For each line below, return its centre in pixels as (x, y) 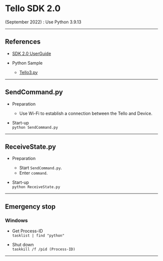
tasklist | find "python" (38, 236)
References (23, 42)
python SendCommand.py (35, 127)
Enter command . (33, 173)
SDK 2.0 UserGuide (32, 53)
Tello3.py (28, 72)
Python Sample (27, 63)
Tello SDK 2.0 (33, 9)
